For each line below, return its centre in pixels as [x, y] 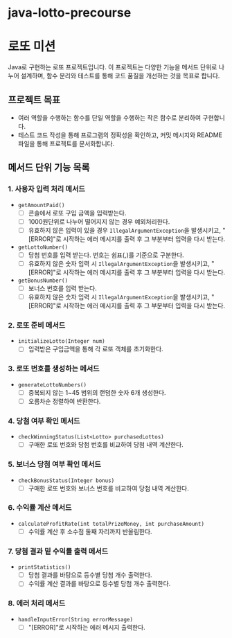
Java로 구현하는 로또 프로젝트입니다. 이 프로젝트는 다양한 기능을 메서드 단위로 [113, 67]
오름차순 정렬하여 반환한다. [64, 401]
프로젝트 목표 [34, 99]
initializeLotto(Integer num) [62, 342]
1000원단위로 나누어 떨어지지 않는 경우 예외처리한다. [99, 221]
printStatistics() [44, 567]
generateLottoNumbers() [52, 385]
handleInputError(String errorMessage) [75, 619]
